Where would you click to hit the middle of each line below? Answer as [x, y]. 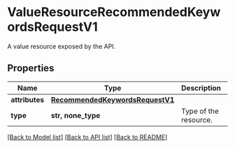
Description [201, 88]
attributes [27, 100]
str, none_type [76, 115]
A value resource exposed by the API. [62, 46]
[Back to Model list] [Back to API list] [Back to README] [87, 137]
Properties [31, 68]
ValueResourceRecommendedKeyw [114, 12]
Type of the [200, 111]
